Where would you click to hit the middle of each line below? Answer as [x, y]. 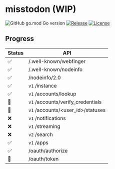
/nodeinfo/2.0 [44, 77]
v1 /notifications [47, 118]
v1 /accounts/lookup [52, 93]
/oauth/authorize [48, 150]
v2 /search [41, 134]
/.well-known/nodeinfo [55, 69]
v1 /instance [42, 85]
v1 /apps [38, 142]
